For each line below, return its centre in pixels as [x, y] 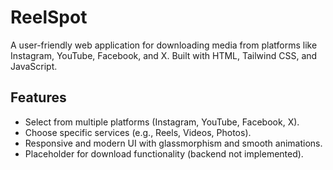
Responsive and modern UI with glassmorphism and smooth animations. [173, 143]
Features [38, 97]
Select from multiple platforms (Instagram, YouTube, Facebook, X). [162, 122]
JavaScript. [34, 66]
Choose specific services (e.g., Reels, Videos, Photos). [138, 132]
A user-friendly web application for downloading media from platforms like [164, 45]
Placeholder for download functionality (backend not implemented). [164, 153]
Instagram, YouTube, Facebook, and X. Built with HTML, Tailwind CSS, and [164, 55]
